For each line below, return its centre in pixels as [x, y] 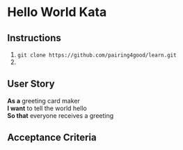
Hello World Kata [57, 12]
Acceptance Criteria [52, 138]
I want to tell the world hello [47, 108]
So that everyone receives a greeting [61, 115]
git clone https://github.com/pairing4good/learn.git [97, 55]
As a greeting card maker [43, 100]
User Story [31, 84]
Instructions [34, 38]
